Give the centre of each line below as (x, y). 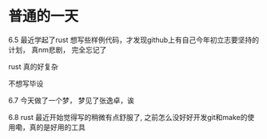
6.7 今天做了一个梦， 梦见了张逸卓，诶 (71, 100)
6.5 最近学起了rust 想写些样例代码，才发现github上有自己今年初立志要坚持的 (134, 40)
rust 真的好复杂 (33, 66)
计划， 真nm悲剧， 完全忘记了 (58, 49)
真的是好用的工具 (57, 127)
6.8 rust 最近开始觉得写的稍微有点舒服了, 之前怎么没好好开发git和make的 (128, 117)
